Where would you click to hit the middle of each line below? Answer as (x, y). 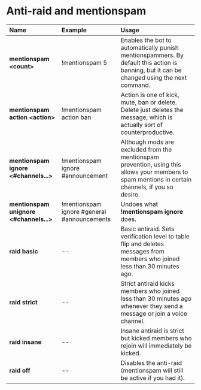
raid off (20, 370)
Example (74, 30)
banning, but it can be (151, 70)
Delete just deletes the (152, 110)
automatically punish (150, 47)
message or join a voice (154, 313)
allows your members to (154, 172)
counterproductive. (147, 132)
